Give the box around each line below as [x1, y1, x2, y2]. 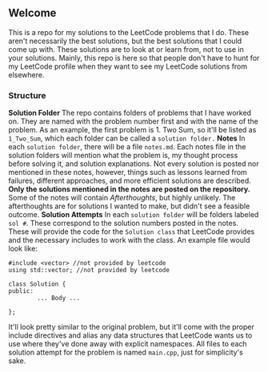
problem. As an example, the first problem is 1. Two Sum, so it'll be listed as [8, 125, 257, 135]
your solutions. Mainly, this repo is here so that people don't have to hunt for [8, 53, 260, 62]
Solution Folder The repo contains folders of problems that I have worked [8, 108, 252, 118]
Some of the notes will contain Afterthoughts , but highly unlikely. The [8, 193, 236, 203]
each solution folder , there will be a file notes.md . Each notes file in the [8, 142, 246, 152]
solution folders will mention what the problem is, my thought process [8, 151, 238, 160]
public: [8, 287, 34, 295]
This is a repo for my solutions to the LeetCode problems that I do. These [8, 27, 250, 37]
